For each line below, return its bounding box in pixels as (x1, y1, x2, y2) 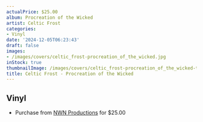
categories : (6, 25, 36, 32)
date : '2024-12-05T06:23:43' (6, 37, 80, 43)
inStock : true (6, 59, 42, 65)
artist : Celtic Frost (6, 20, 61, 26)
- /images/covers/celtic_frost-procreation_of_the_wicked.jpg (6, 54, 166, 60)
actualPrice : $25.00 (6, 8, 59, 15)
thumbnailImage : (6, 65, 47, 71)
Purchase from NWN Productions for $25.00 (14, 109, 126, 117)
